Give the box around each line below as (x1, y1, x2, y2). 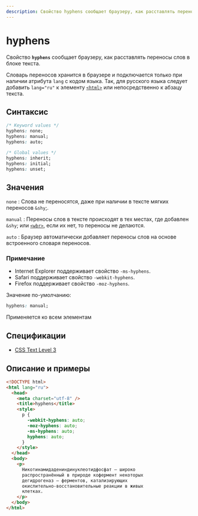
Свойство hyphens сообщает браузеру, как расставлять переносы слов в (6, 54, 190, 61)
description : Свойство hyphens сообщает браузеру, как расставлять (6, 8, 176, 15)
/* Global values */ (6, 150, 57, 156)
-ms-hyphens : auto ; (27, 428, 75, 434)
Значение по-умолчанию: (6, 292, 72, 299)
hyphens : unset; (6, 166, 46, 172)
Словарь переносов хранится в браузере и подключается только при (6, 71, 183, 78)
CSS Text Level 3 (14, 346, 57, 353)
